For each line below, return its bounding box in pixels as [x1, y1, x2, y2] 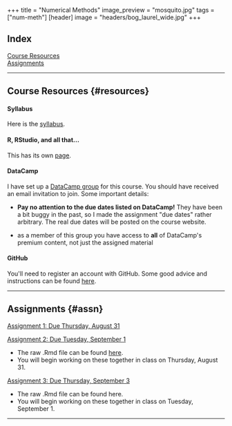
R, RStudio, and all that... [7, 136, 79, 144]
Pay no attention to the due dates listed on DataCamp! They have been [17, 203, 223, 211]
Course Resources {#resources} [7, 86, 150, 97]
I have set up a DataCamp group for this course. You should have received [7, 182, 219, 191]
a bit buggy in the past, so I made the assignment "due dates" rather [17, 210, 212, 218]
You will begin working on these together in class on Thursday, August [17, 356, 218, 364]
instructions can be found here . [7, 277, 97, 285]
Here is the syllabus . [7, 120, 66, 128]
